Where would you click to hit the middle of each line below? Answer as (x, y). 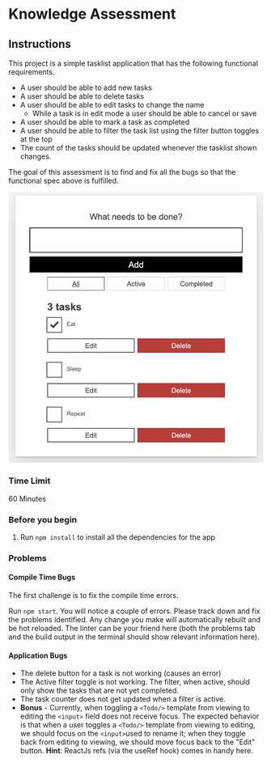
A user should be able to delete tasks (82, 96)
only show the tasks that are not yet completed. (100, 691)
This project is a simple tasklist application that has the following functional (133, 63)
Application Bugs (38, 655)
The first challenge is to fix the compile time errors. (94, 596)
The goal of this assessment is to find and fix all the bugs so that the (122, 172)
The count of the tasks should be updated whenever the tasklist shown (138, 148)
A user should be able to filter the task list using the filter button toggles (140, 131)
